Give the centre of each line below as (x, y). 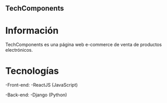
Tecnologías (32, 71)
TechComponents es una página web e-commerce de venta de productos (83, 45)
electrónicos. (19, 50)
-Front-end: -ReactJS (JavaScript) (42, 85)
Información (32, 30)
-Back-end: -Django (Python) (36, 95)
